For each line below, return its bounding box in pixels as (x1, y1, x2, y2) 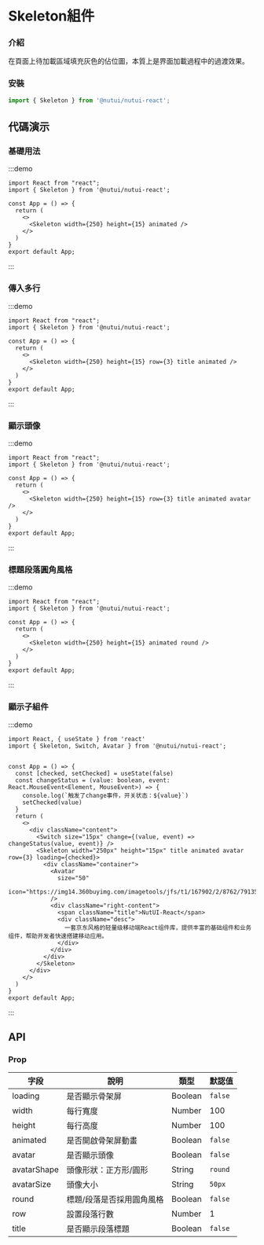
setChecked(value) (22, 799, 82, 806)
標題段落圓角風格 (8, 564, 73, 575)
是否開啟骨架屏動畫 (66, 1135, 137, 1146)
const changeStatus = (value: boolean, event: (15, 776, 170, 784)
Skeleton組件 (8, 7, 95, 25)
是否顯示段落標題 (66, 1224, 130, 1235)
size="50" (57, 874, 90, 882)
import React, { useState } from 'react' (8, 735, 146, 743)
